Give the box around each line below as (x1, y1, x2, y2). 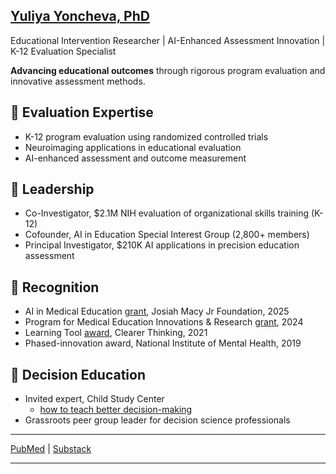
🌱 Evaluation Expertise (10, 104, 154, 121)
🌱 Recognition (10, 279, 100, 296)
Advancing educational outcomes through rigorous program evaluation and (10, 64, 326, 76)
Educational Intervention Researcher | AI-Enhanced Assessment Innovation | (10, 34, 326, 46)
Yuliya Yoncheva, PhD (10, 8, 150, 25)
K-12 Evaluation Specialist (10, 45, 117, 57)
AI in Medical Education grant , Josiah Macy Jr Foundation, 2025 (24, 305, 290, 318)
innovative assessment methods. (10, 75, 146, 87)
